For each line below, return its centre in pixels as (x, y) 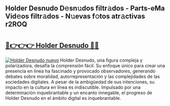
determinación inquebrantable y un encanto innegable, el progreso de (79, 93)
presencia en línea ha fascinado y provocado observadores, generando (80, 71)
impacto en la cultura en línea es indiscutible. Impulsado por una (73, 87)
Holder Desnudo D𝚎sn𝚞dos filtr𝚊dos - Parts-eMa (85, 8)
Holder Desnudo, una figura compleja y (101, 60)
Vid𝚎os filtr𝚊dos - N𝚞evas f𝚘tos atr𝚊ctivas (75, 17)
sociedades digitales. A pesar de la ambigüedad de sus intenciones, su (80, 82)
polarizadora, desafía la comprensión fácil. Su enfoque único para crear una (85, 65)
